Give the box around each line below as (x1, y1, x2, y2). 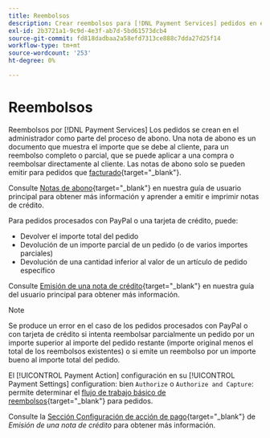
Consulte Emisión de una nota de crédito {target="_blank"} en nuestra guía (8, 280, 255, 290)
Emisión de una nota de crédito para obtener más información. (8, 420, 216, 430)
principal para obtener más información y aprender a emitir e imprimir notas (8, 191, 260, 201)
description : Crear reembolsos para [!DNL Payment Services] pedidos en (8, 19, 257, 27)
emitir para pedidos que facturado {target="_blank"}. (8, 167, 182, 177)
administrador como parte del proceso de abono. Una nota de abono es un (8, 133, 256, 143)
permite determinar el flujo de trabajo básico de (8, 387, 166, 397)
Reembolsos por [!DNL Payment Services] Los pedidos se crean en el (8, 125, 239, 134)
